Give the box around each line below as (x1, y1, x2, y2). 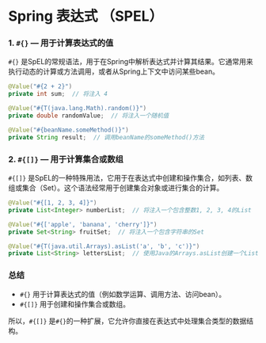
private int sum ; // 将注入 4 (8, 90, 108, 98)
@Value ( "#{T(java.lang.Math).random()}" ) (8, 105, 147, 112)
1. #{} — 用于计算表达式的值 (8, 37, 114, 48)
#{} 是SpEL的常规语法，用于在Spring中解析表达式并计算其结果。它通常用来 (8, 57, 253, 67)
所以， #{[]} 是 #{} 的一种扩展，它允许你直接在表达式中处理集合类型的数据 (8, 316, 247, 326)
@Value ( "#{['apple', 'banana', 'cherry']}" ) (8, 220, 158, 228)
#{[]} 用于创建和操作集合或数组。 (19, 299, 131, 309)
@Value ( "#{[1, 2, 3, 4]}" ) (8, 199, 97, 207)
